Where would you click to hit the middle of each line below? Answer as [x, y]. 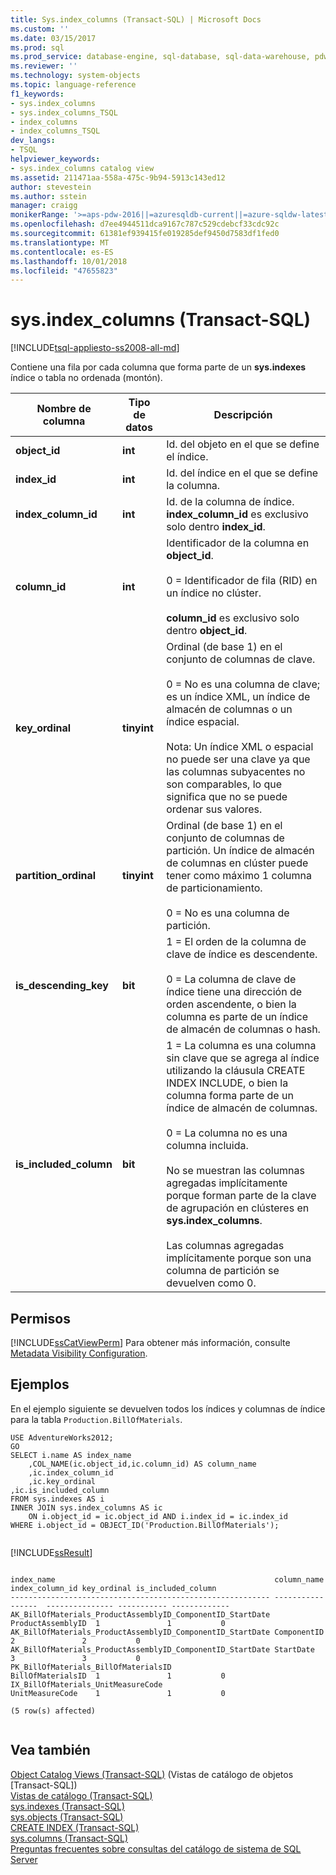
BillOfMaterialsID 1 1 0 [118, 1676]
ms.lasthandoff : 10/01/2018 [69, 261]
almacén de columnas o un [229, 709]
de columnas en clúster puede [237, 863]
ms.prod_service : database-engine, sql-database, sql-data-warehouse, [160, 57]
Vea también [50, 1750]
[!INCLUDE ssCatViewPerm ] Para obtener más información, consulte [150, 1342]
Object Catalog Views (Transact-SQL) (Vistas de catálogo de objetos [152, 1774]
